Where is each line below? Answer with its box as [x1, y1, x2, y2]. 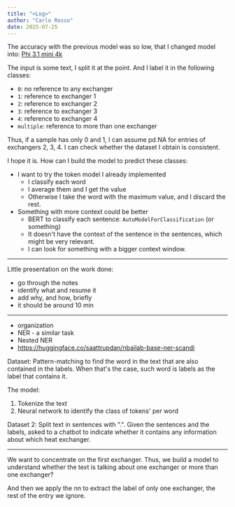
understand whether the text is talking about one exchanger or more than [7, 463, 218, 471]
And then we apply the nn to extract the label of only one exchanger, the [7, 484, 215, 492]
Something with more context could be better [17, 208, 148, 216]
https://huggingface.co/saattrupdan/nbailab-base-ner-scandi [17, 343, 195, 352]
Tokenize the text [17, 400, 68, 408]
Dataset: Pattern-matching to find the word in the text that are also [7, 357, 199, 366]
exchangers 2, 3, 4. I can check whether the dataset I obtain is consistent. [7, 143, 220, 152]
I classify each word [27, 178, 86, 186]
